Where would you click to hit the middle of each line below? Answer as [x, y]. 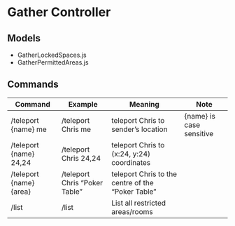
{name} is [200, 116]
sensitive [199, 133]
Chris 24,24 [81, 158]
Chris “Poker [82, 182]
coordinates [131, 162]
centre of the [133, 182]
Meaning [144, 104]
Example [83, 104]
